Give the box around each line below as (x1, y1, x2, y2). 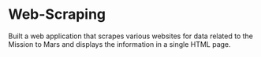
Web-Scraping (8, 5, 106, 23)
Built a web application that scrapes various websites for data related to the (8, 31, 254, 41)
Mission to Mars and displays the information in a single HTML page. (8, 39, 231, 48)
